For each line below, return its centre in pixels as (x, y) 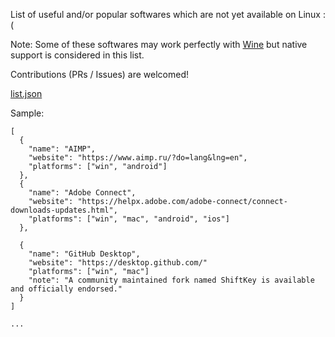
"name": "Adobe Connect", (82, 193)
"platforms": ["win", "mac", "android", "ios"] (129, 219)
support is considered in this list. (77, 55)
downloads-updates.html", (64, 210)
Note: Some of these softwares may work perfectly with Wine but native (159, 44)
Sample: (27, 113)
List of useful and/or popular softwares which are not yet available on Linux (166, 14)
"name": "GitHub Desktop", (84, 254)
